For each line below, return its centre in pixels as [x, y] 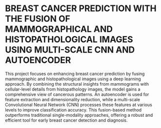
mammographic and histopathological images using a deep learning [73, 79]
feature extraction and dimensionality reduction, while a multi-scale [72, 99]
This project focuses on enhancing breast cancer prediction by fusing [75, 73]
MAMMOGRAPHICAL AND [59, 29]
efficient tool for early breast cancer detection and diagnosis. [66, 120]
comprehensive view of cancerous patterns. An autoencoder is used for [77, 94]
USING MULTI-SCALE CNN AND [70, 50]
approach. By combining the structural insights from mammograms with [77, 84]
